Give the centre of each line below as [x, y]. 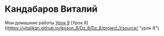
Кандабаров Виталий [51, 9]
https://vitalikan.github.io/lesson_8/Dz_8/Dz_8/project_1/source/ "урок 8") [83, 28]
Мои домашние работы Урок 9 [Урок [44, 23]
